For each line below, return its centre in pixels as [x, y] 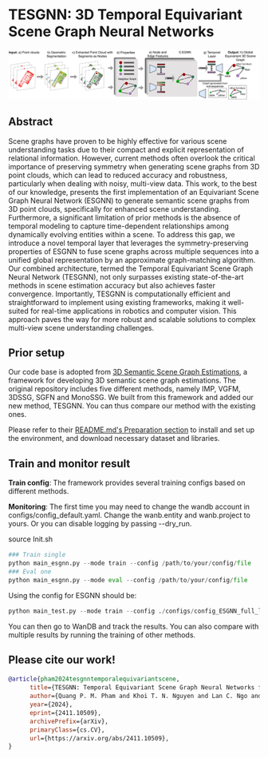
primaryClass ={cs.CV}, [67, 730]
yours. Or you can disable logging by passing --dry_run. [100, 524]
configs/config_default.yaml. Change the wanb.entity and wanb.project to [130, 515]
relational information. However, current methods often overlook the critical [132, 158]
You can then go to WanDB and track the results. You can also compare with [134, 626]
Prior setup [37, 353]
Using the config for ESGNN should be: [73, 595]
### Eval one [30, 572]
